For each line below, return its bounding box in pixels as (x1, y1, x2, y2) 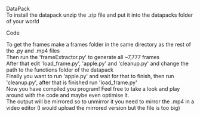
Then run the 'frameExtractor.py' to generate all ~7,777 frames (6, 54, 160, 60)
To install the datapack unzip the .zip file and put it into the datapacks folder (6, 11, 193, 19)
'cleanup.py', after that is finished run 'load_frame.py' (6, 79, 137, 86)
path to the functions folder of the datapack (6, 66, 113, 73)
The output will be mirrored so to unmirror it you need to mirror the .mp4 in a (6, 98, 195, 105)
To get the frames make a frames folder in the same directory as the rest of (6, 41, 191, 48)
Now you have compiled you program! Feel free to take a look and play (6, 85, 180, 92)
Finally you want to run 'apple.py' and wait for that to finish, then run (6, 73, 174, 79)
